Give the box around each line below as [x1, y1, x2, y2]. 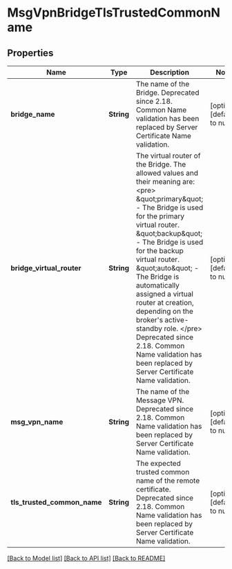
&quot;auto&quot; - [135, 263, 199, 272]
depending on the [135, 306, 193, 316]
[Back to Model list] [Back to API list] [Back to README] [7, 554, 166, 562]
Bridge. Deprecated [135, 88, 200, 97]
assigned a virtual [135, 289, 193, 299]
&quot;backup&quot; [135, 229, 202, 238]
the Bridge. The [135, 160, 186, 169]
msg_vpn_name [10, 417, 64, 427]
